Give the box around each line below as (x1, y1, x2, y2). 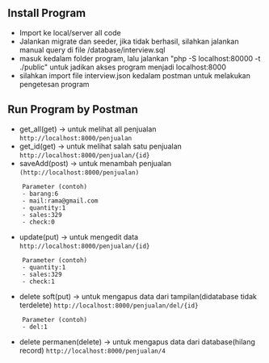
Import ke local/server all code (19, 27, 122, 37)
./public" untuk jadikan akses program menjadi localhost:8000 (19, 62, 227, 72)
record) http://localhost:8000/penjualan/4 (19, 345, 166, 355)
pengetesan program (19, 79, 90, 89)
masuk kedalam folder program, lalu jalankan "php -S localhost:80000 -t (19, 53, 261, 63)
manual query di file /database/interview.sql (19, 44, 166, 55)
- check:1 (22, 277, 56, 286)
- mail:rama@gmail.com (22, 197, 99, 205)
